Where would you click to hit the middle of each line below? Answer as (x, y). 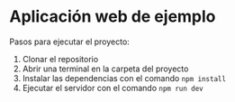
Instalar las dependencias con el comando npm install (124, 78)
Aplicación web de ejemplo (113, 17)
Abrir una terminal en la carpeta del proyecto (105, 69)
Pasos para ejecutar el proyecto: (70, 42)
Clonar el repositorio (60, 59)
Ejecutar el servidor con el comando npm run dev (113, 88)
